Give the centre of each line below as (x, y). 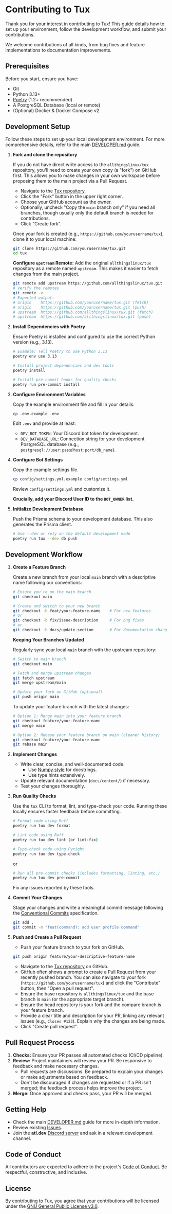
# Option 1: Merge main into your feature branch (67, 716)
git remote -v (28, 293)
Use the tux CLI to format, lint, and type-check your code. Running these (90, 806)
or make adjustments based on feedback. (64, 1077)
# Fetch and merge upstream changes (52, 673)
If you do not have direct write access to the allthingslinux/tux (81, 164)
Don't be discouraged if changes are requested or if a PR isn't (86, 1082)
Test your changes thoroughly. (53, 786)
